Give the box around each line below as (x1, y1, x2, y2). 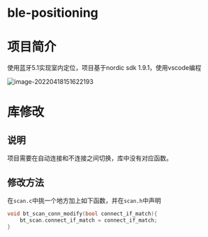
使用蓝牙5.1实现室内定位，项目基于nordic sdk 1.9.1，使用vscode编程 (7, 64, 202, 72)
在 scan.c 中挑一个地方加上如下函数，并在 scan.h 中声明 (7, 196, 161, 204)
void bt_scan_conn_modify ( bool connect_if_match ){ (7, 210, 158, 217)
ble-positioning (7, 5, 99, 21)
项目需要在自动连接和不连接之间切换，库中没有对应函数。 (7, 154, 172, 162)
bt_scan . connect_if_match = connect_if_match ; (20, 217, 158, 224)
